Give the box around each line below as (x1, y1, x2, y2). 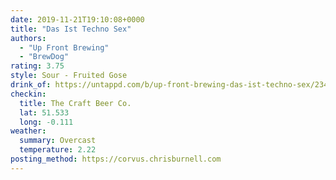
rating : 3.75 (10, 61, 65, 71)
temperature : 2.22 (19, 145, 97, 155)
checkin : (10, 89, 47, 99)
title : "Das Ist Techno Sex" (10, 24, 132, 34)
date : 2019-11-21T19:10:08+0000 (10, 14, 145, 25)
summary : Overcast (19, 136, 97, 146)
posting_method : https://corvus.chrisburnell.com (10, 154, 222, 164)
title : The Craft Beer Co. (19, 98, 132, 108)
